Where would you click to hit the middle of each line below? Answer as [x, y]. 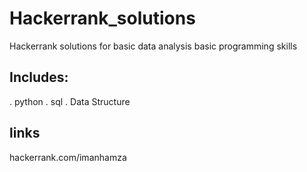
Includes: [39, 77]
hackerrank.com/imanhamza [68, 157]
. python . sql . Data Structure [70, 101]
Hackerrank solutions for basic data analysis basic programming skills [153, 46]
